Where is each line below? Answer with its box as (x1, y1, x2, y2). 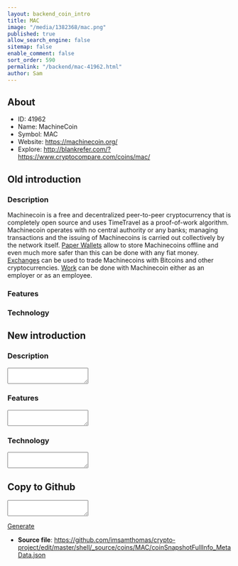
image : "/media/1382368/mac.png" (7, 23, 107, 31)
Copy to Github (7, 481, 76, 493)
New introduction (7, 330, 87, 342)
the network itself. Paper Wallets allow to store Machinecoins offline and (7, 241, 219, 249)
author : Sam (7, 70, 43, 77)
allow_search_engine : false (7, 37, 91, 44)
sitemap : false (7, 43, 53, 50)
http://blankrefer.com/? (43, 145, 112, 153)
